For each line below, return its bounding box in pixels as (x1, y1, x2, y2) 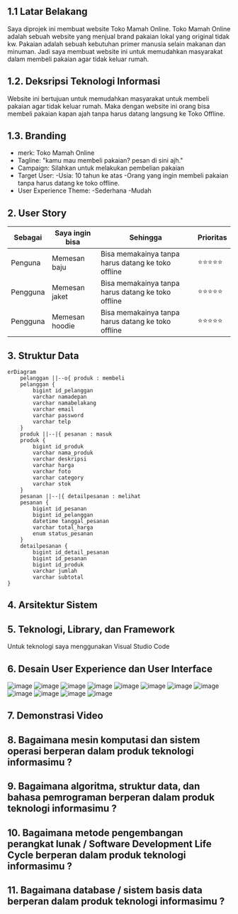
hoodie (52, 321, 76, 331)
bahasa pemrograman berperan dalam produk (7, 792, 215, 804)
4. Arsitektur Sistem (7, 599, 98, 611)
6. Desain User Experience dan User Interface (7, 662, 212, 674)
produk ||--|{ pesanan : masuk (20, 431, 113, 438)
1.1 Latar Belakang (7, 6, 88, 18)
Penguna (11, 258, 41, 268)
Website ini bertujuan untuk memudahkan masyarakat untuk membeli (7, 94, 210, 102)
